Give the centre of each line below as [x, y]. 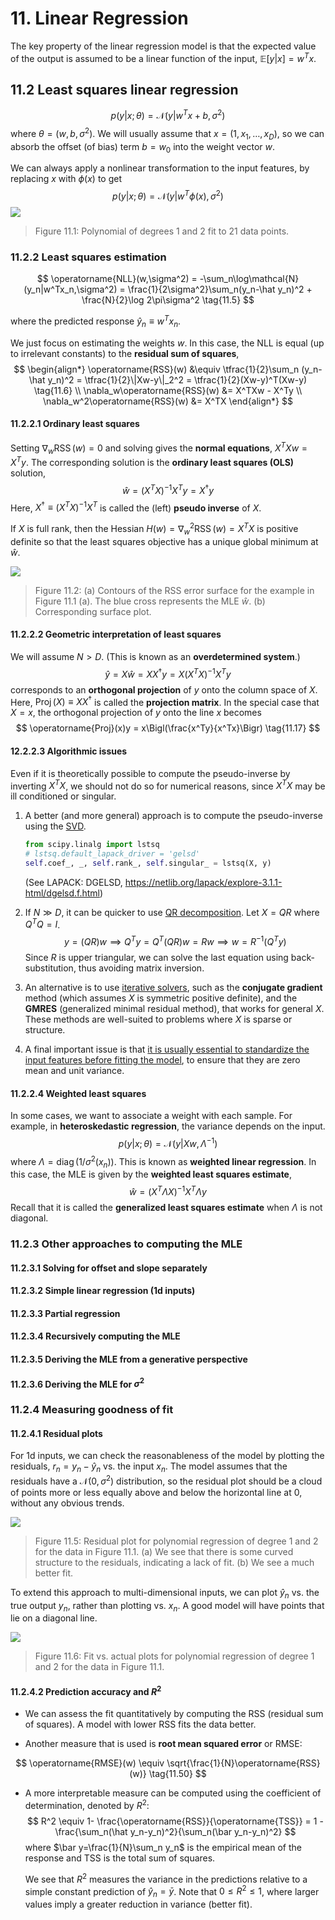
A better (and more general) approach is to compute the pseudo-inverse [173, 816]
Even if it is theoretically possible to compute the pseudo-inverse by [150, 773]
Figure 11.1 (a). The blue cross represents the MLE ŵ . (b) [150, 601]
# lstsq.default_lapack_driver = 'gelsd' [112, 854]
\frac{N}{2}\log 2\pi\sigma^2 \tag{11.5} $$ [168, 300]
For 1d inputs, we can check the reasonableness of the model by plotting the [167, 1456]
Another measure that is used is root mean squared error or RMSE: [163, 1744]
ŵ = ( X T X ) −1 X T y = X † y [168, 489]
